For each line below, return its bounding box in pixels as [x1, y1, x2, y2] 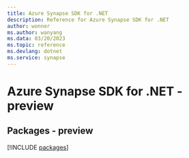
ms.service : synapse [7, 54, 66, 61]
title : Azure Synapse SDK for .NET [7, 10, 108, 17]
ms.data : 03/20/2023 [7, 35, 66, 42]
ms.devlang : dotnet [7, 48, 63, 55]
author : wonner [7, 22, 50, 29]
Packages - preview [7, 125, 93, 137]
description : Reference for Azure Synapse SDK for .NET [7, 16, 169, 23]
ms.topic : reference [7, 42, 66, 48]
